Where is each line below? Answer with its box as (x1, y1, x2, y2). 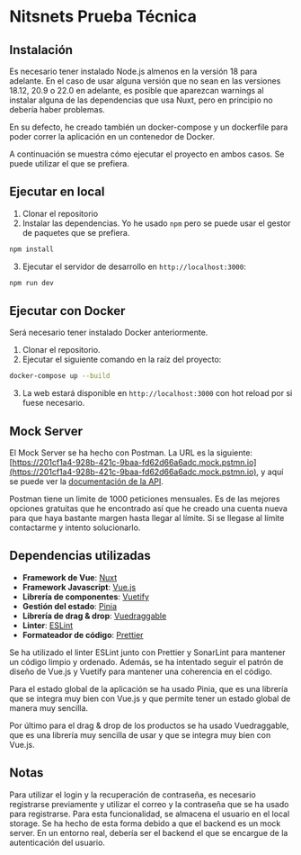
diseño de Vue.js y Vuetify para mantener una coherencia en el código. (9, 666, 272, 677)
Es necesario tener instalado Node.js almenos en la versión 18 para (9, 66, 258, 76)
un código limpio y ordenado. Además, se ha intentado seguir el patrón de (9, 656, 284, 667)
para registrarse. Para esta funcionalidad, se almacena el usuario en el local (9, 808, 290, 819)
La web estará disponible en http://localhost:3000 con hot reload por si (22, 388, 293, 399)
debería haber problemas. (9, 104, 105, 114)
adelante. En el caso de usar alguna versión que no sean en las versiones (9, 76, 281, 86)
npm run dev (9, 278, 54, 287)
